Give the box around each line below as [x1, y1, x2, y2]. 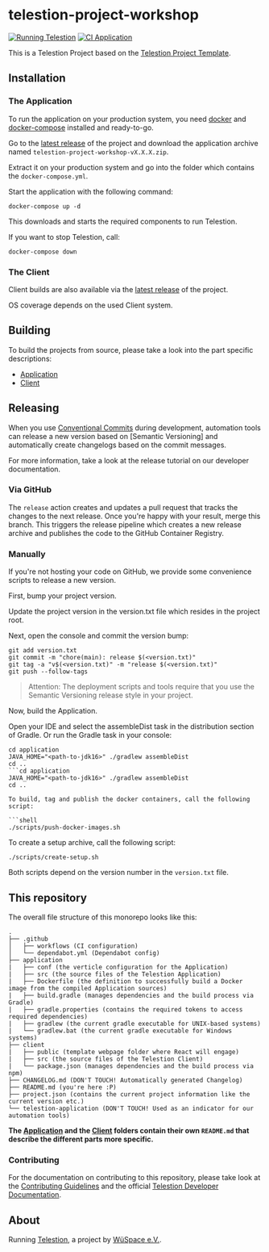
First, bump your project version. [8, 591, 117, 601]
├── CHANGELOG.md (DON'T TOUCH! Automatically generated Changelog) [8, 1076, 243, 1084]
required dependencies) [8, 1012, 89, 1020]
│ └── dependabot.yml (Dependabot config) [8, 948, 160, 957]
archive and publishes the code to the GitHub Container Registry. [8, 528, 224, 538]
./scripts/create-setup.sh [8, 853, 99, 861]
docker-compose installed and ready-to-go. [8, 123, 155, 132]
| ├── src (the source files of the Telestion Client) [8, 1055, 204, 1063]
